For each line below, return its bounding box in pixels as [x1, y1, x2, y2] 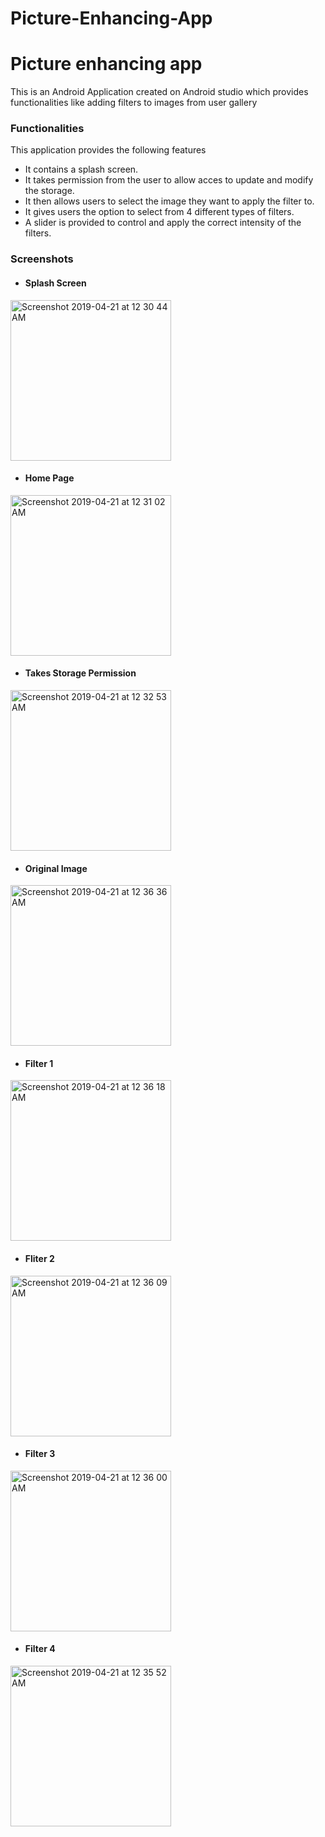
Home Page [24, 472, 75, 484]
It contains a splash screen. [24, 163, 139, 176]
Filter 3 [24, 1448, 56, 1460]
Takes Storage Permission [24, 667, 137, 679]
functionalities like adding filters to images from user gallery [10, 97, 258, 109]
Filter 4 [24, 1643, 56, 1655]
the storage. [24, 185, 75, 197]
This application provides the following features [10, 144, 207, 156]
